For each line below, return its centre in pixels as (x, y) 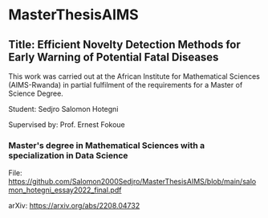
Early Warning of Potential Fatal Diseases (114, 57)
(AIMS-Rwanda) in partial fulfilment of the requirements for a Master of (126, 85)
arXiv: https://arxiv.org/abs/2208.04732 (74, 206)
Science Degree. (36, 93)
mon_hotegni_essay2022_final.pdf (65, 190)
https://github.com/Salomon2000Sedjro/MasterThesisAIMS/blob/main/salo (132, 182)
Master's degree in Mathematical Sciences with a (107, 145)
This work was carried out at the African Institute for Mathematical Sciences (134, 76)
